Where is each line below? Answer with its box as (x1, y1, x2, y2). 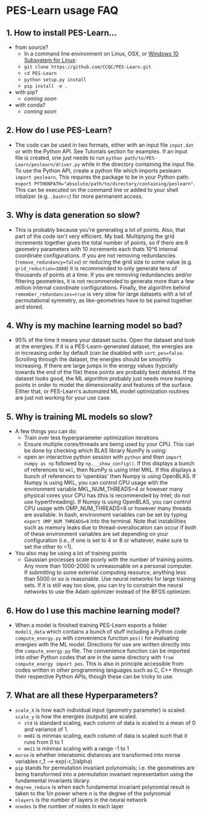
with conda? (14, 101, 46, 109)
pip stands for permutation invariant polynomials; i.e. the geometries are (14, 764, 195, 771)
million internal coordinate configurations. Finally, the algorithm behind (14, 284, 191, 291)
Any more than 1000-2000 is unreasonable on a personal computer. (24, 563, 193, 570)
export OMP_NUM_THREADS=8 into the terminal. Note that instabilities (24, 517, 186, 525)
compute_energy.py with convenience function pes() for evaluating (14, 634, 179, 642)
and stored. (14, 303, 44, 310)
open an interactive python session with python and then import (24, 453, 182, 461)
